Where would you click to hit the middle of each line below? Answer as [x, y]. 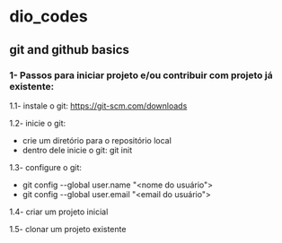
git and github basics [70, 50]
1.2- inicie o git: [38, 123]
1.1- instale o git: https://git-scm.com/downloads [98, 106]
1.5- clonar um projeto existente [68, 229]
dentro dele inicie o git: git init [77, 150]
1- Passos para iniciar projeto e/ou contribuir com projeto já [141, 75]
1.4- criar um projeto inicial [59, 212]
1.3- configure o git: [46, 167]
